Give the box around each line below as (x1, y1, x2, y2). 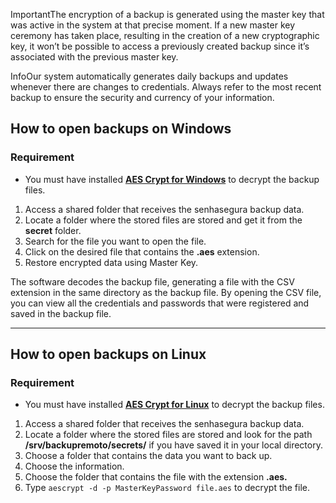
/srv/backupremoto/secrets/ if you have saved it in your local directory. (24, 439, 323, 451)
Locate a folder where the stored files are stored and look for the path (24, 429, 313, 441)
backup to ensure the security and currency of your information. (10, 92, 275, 103)
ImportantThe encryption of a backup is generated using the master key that (10, 9, 325, 20)
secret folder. (24, 224, 82, 236)
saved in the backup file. (10, 307, 112, 319)
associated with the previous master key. (10, 51, 179, 63)
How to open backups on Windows (10, 120, 232, 138)
